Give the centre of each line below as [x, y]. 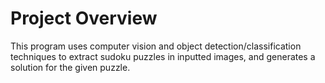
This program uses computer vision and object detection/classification [156, 46]
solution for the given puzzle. [70, 67]
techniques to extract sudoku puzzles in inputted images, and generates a [163, 56]
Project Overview [84, 18]
